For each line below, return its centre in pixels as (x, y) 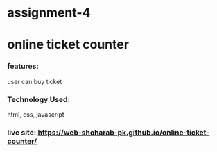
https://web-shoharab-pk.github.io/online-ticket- (124, 132)
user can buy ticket (35, 81)
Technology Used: (39, 99)
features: (23, 66)
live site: (22, 132)
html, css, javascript (36, 114)
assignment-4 (49, 13)
